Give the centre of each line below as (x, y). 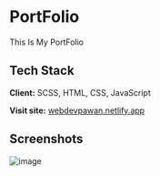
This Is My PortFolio (47, 42)
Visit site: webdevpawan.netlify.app (77, 110)
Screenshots (46, 139)
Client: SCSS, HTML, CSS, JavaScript (80, 92)
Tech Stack (42, 71)
